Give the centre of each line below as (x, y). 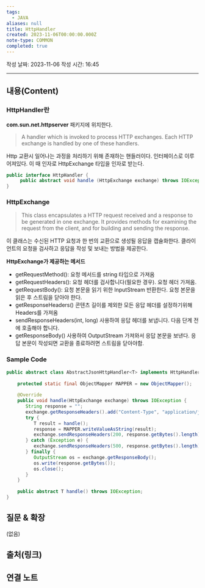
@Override (30, 395)
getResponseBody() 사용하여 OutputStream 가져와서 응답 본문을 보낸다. (103, 336)
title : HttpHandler (31, 29)
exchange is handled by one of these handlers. (80, 143)
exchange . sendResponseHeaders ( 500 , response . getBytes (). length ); (118, 446)
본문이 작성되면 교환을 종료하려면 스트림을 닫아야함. (83, 344)
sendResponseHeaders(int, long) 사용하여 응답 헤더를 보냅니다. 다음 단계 (103, 320)
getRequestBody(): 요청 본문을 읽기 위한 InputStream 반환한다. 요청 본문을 (105, 290)
